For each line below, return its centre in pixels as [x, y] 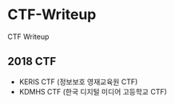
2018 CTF [32, 62]
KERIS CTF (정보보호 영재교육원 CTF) [78, 82]
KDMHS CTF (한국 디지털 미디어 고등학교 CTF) [93, 91]
